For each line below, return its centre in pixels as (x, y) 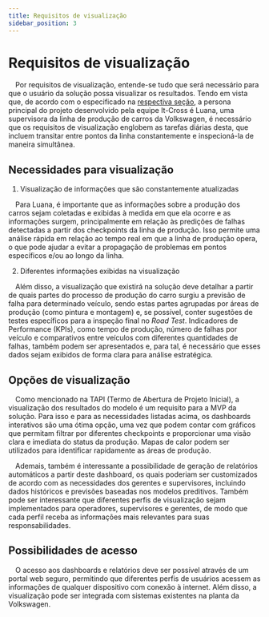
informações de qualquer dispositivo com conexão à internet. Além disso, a (133, 587)
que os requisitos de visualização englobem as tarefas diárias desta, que (128, 127)
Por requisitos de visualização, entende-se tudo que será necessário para (137, 85)
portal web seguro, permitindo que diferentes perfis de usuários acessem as (134, 579)
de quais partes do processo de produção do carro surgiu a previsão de (127, 295)
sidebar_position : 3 (43, 23)
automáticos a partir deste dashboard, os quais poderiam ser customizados (133, 474)
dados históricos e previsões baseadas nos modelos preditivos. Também (128, 492)
